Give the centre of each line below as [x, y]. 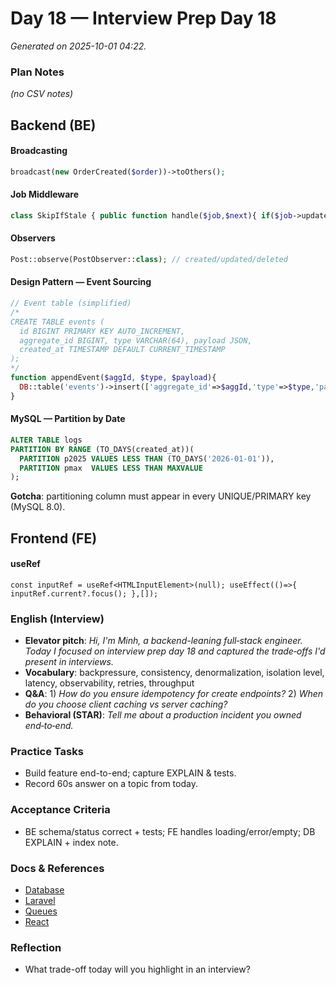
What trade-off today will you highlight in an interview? [137, 969]
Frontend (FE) [54, 538]
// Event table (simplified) [71, 303]
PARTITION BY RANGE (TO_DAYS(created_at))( [102, 449]
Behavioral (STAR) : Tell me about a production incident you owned [163, 715]
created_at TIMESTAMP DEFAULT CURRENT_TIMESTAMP [122, 350]
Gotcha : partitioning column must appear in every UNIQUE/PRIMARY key [161, 496]
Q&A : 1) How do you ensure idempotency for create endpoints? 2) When [174, 694]
